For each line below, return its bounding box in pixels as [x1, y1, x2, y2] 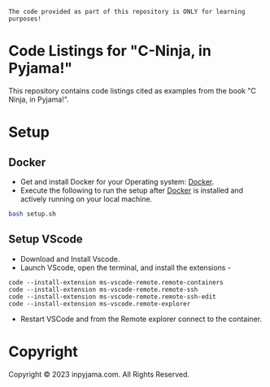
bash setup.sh [8, 210, 57, 218]
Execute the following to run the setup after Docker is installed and [20, 185, 244, 195]
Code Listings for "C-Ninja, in [8, 41, 211, 60]
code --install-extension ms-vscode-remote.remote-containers [8, 278, 224, 286]
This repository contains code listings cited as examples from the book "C [8, 85, 256, 95]
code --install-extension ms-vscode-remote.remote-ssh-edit [8, 293, 217, 301]
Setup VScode [8, 233, 83, 246]
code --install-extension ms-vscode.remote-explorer [8, 299, 191, 308]
